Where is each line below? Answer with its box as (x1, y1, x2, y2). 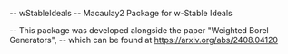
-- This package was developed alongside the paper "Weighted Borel (9, 25, 270, 35)
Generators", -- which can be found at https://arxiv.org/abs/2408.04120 (9, 35, 279, 45)
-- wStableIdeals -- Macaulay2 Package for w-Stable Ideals (9, 8, 233, 18)
